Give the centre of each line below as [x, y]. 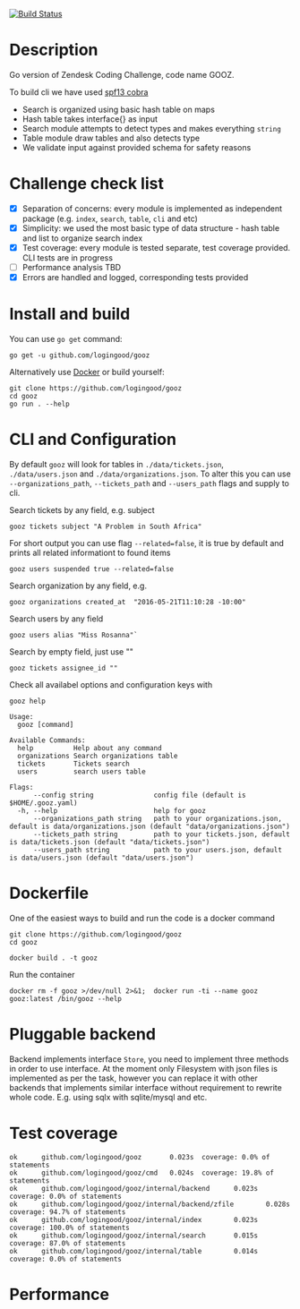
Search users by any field [56, 619]
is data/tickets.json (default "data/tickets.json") [110, 843]
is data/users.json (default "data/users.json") [102, 858]
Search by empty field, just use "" [72, 652]
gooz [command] [46, 725]
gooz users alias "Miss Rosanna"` [74, 636]
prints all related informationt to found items [90, 553]
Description [54, 50]
